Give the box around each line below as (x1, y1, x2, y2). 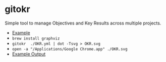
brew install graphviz (12, 36, 60, 41)
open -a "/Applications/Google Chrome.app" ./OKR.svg (12, 46, 128, 51)
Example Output (12, 51, 46, 57)
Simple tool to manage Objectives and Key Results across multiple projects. (5, 20, 161, 26)
